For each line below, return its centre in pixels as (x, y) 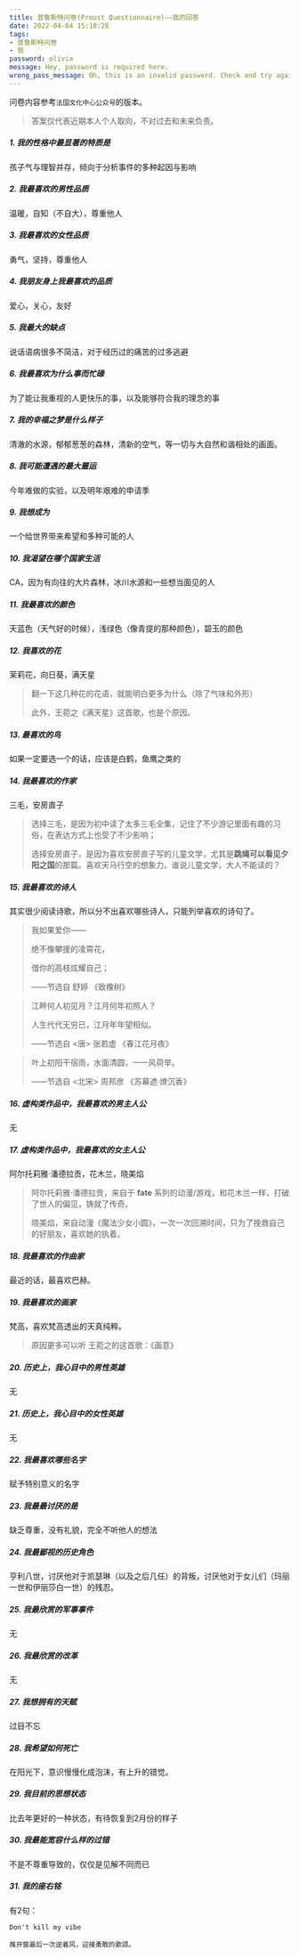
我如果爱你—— (58, 930)
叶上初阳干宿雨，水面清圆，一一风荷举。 (105, 1063)
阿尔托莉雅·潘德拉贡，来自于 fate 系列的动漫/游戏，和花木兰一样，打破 (160, 1193)
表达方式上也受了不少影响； (105, 835)
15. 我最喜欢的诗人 (43, 887)
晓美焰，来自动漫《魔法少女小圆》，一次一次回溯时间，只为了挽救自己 (158, 1223)
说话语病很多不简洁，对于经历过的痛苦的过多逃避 (99, 352)
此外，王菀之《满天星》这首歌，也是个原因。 (113, 712)
